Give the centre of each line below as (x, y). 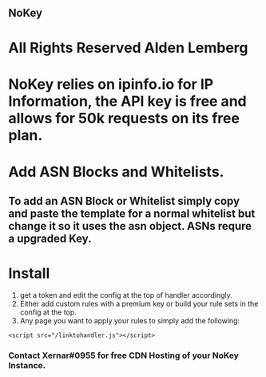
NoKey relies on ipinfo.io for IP (111, 84)
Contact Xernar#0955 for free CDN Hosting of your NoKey (124, 355)
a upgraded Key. (50, 239)
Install (29, 273)
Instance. (27, 366)
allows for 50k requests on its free (124, 118)
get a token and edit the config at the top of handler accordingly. (126, 295)
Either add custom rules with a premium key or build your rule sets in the (139, 304)
